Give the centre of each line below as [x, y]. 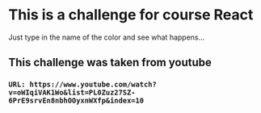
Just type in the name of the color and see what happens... [107, 37]
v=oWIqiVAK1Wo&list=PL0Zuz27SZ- [72, 93]
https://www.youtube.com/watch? [93, 85]
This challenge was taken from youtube [110, 63]
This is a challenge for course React [131, 15]
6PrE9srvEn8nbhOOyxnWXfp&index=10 [76, 101]
